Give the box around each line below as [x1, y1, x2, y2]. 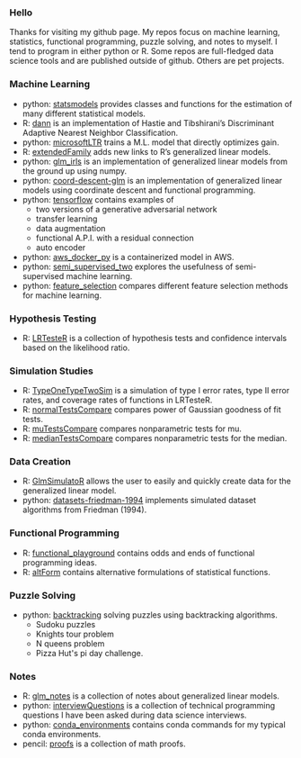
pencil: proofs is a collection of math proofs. [22, 738, 186, 749]
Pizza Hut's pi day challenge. [35, 648, 144, 659]
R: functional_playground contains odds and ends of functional [22, 547, 255, 558]
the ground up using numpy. [22, 165, 128, 176]
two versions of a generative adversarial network [35, 203, 217, 214]
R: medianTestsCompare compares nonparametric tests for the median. [22, 433, 288, 444]
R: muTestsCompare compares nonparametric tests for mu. [22, 423, 243, 434]
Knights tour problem [35, 628, 115, 640]
